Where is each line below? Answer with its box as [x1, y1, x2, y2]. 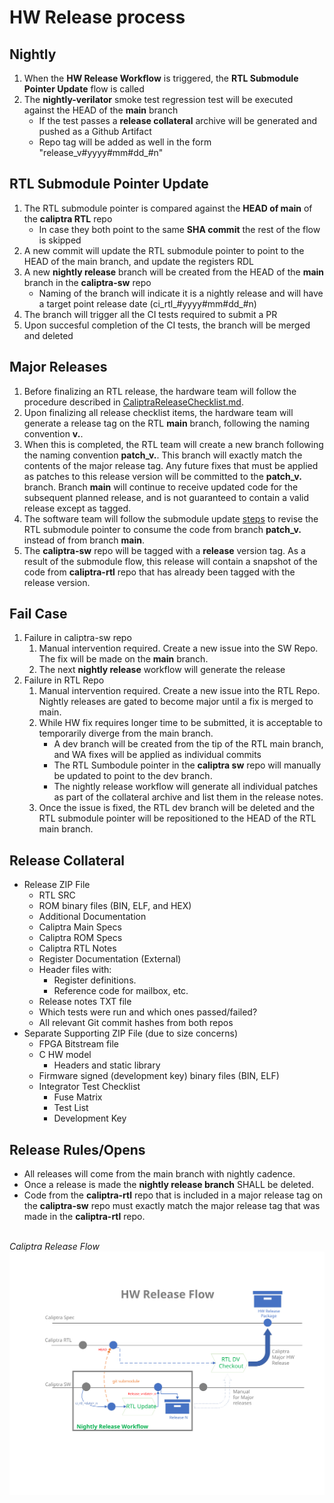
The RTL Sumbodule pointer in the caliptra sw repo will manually [53, 759, 322, 771]
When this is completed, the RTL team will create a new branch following [23, 438, 324, 450]
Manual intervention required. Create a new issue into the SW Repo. [38, 642, 319, 655]
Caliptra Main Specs [38, 921, 122, 933]
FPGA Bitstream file [38, 1038, 120, 1050]
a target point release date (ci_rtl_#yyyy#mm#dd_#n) [38, 297, 257, 310]
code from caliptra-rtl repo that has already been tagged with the [23, 566, 296, 578]
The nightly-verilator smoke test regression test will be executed [23, 94, 294, 105]
